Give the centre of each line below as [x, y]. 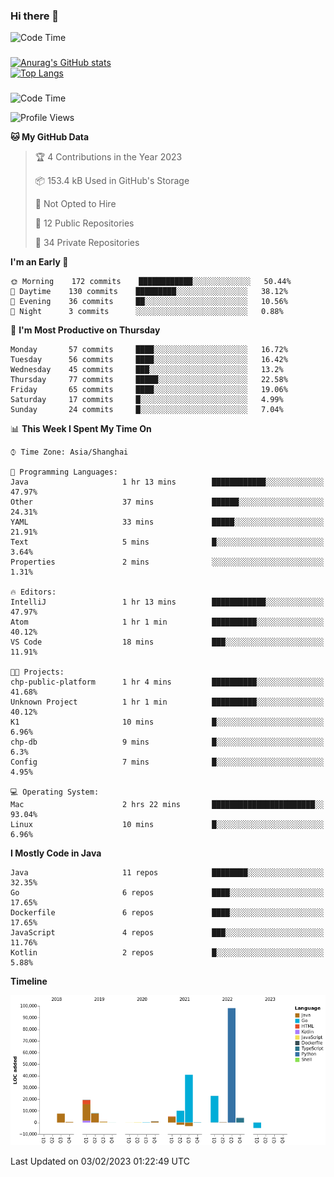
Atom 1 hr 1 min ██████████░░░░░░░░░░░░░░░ [167, 622]
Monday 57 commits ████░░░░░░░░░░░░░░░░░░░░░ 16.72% [149, 350]
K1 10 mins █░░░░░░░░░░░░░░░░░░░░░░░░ [167, 722]
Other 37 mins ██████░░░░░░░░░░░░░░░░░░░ [167, 502]
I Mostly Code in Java [56, 853]
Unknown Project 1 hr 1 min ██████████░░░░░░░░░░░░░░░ [167, 702]
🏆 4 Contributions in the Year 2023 [108, 157]
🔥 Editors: [33, 592]
